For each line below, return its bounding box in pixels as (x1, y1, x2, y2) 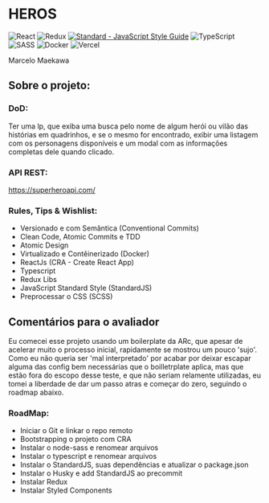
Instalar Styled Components (19, 485, 112, 495)
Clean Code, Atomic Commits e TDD (19, 232, 141, 242)
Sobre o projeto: (8, 79, 91, 92)
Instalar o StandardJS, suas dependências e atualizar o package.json (19, 460, 249, 470)
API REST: (8, 166, 48, 178)
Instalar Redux (19, 477, 68, 487)
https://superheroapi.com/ (8, 185, 96, 194)
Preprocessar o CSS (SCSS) (19, 292, 113, 301)
